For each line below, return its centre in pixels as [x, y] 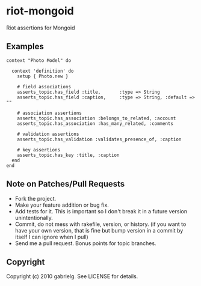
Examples [25, 47]
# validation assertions [48, 134]
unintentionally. [34, 218]
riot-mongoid [40, 11]
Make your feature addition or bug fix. [62, 205]
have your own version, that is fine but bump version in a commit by [99, 230]
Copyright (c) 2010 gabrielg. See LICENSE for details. [72, 276]
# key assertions [39, 150]
